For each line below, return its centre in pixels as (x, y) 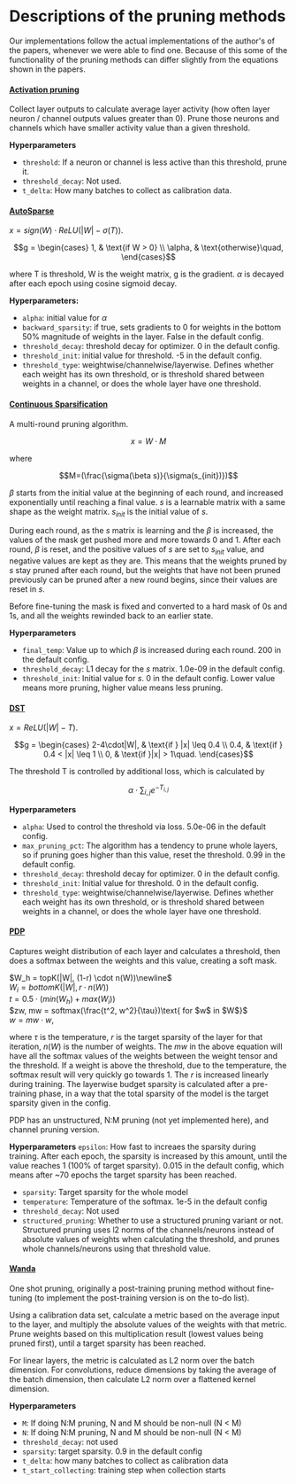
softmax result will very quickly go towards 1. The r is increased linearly (139, 1075)
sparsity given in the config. (60, 1103)
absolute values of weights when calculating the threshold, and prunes (151, 1239)
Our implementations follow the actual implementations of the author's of (142, 41)
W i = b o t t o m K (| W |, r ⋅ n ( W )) (59, 988)
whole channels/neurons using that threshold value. (116, 1248)
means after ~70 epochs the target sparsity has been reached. (123, 1175)
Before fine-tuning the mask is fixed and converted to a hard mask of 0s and (148, 606)
